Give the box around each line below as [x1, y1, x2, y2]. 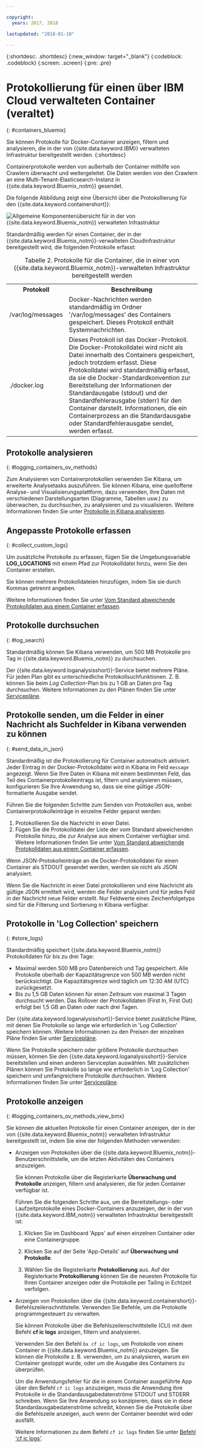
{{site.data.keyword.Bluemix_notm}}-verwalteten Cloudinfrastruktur [6, 237, 176, 244]
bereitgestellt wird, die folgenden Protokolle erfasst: [6, 244, 136, 251]
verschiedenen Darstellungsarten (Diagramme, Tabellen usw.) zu [6, 495, 169, 502]
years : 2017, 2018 [12, 19, 59, 26]
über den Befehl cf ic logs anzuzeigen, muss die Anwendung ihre [15, 1384, 183, 1391]
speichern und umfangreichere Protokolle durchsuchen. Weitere [6, 1072, 167, 1079]
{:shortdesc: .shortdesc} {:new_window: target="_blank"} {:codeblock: [6, 53, 183, 60]
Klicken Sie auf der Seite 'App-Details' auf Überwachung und [24, 1248, 178, 1255]
